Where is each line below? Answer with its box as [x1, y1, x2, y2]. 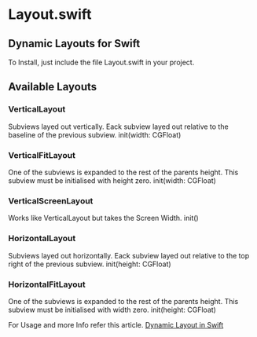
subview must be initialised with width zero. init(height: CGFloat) [8, 305, 216, 314]
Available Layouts [8, 80, 97, 93]
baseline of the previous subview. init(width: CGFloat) [8, 130, 182, 139]
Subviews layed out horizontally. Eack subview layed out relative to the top [8, 251, 250, 260]
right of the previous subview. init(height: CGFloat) [8, 259, 171, 269]
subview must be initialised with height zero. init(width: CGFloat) [8, 175, 216, 185]
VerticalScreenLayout [8, 195, 94, 206]
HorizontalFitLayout [8, 279, 86, 290]
